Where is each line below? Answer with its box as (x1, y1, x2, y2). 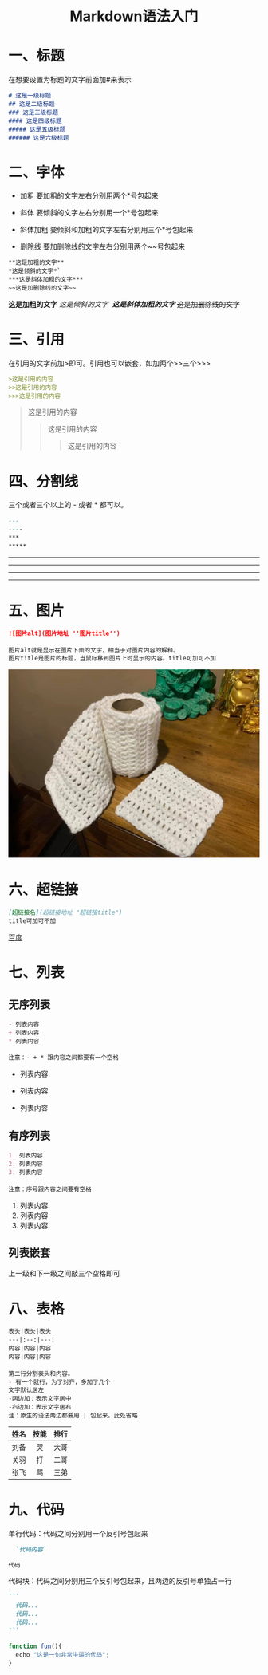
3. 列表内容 (8, 1168, 44, 1176)
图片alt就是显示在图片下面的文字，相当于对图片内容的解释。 (8, 646, 179, 654)
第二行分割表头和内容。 (8, 1370, 74, 1377)
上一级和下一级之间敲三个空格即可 (8, 1269, 120, 1279)
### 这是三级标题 (8, 108, 58, 116)
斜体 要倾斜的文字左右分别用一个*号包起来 (19, 208, 159, 218)
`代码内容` (15, 1545, 47, 1554)
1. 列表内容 (8, 1152, 44, 1160)
